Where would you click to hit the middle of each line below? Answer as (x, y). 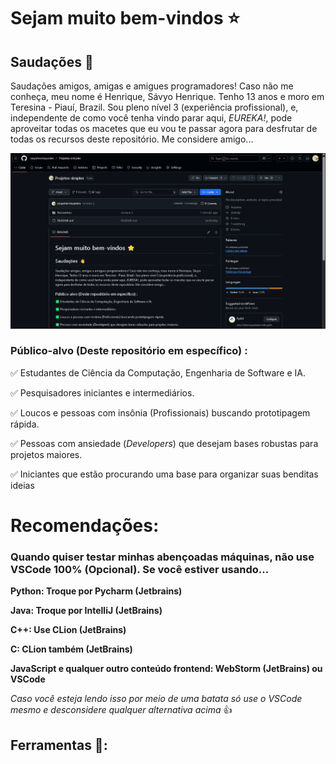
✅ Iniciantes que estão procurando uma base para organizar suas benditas (164, 474)
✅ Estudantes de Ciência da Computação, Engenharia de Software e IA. (158, 372)
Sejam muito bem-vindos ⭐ (125, 18)
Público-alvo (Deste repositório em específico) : (129, 351)
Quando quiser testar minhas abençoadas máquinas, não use (162, 557)
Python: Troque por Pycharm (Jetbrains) (96, 591)
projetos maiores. (46, 454)
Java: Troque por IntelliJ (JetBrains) (86, 611)
